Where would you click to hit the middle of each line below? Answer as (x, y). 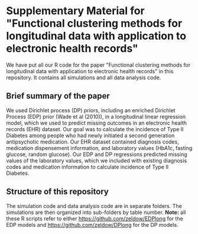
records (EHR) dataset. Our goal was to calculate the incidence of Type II (95, 129)
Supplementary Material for (75, 11)
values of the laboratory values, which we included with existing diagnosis (97, 160)
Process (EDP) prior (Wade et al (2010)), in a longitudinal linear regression (96, 116)
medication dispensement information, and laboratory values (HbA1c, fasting (99, 148)
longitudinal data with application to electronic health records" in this (90, 71)
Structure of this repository (58, 192)
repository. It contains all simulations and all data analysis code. (84, 77)
